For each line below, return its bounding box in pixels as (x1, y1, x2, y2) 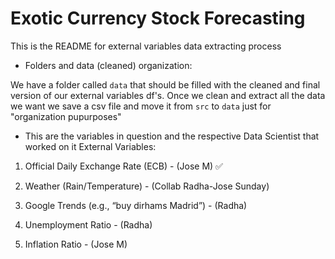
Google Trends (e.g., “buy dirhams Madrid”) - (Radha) (24, 199, 248, 211)
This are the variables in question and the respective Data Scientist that (24, 130, 320, 142)
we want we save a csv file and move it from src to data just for (10, 100, 272, 112)
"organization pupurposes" (10, 110, 122, 122)
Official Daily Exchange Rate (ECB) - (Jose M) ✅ (24, 160, 223, 172)
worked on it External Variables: (24, 140, 157, 152)
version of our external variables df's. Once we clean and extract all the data (10, 89, 326, 101)
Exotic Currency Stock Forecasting (10, 7, 306, 30)
